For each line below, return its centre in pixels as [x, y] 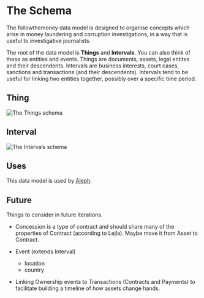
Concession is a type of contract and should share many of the [95, 227]
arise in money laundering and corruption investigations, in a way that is [97, 34]
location [35, 264]
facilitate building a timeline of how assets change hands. [88, 288]
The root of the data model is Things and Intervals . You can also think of [99, 52]
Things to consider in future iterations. [55, 215]
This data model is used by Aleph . [49, 181]
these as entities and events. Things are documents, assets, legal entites [98, 59]
